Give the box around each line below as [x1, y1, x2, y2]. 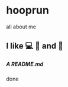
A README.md [6, 60, 43, 67]
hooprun [6, 4, 49, 17]
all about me [6, 23, 37, 30]
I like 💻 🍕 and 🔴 [6, 41, 63, 51]
